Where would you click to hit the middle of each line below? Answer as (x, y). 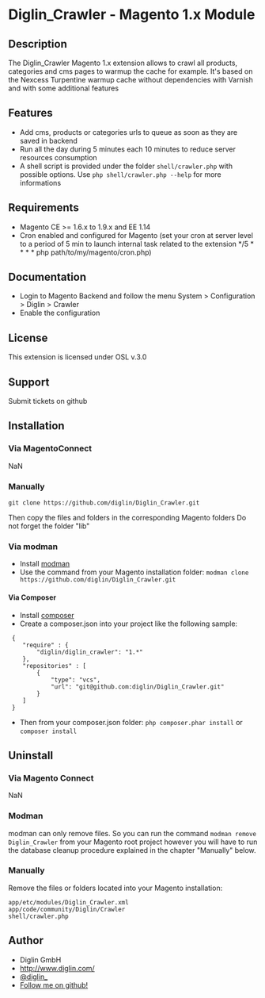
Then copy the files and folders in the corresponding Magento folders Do (127, 518)
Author (26, 940)
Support (29, 382)
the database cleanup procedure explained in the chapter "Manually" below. (132, 850)
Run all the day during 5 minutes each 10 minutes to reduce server (127, 149)
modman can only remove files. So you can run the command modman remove (132, 833)
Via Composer (32, 597)
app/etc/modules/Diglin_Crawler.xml (68, 902)
